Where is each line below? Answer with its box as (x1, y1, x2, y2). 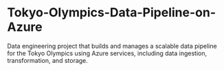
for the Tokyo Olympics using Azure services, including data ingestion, (7, 49, 208, 57)
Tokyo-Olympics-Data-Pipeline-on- (7, 5, 216, 20)
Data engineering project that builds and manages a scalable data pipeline (7, 42, 218, 50)
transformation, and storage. (7, 56, 88, 64)
